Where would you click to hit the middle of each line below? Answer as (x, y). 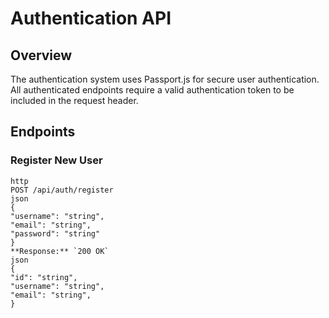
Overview (41, 55)
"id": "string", (44, 277)
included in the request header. (74, 100)
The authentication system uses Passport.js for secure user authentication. (165, 79)
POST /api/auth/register (62, 190)
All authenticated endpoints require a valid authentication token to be (152, 90)
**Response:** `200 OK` (60, 251)
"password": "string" (55, 233)
